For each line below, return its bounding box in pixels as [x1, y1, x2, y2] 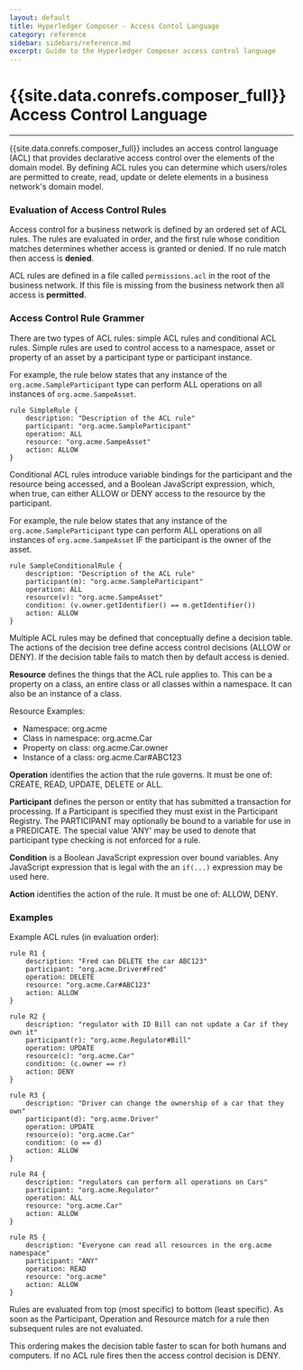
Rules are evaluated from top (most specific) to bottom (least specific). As [9, 1303, 284, 1314]
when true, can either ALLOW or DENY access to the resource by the [9, 488, 266, 498]
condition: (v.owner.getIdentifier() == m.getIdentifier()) [25, 600, 256, 609]
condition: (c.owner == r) [25, 1059, 127, 1068]
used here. [9, 871, 50, 881]
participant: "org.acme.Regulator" [25, 1185, 160, 1194]
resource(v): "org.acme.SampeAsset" [25, 592, 164, 602]
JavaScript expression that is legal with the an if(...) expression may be [9, 862, 283, 872]
